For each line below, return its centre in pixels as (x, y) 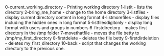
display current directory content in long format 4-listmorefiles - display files (82, 17)
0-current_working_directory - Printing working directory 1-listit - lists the (79, 7)
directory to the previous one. (35, 48)
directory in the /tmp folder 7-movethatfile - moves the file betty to (72, 33)
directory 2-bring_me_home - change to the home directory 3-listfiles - (77, 12)
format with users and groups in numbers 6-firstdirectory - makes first (76, 28)
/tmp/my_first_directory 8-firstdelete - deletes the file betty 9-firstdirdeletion (82, 38)
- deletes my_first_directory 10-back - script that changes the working (75, 43)
